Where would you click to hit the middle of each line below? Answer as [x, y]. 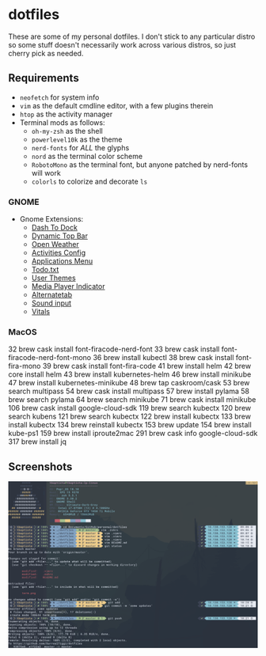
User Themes [54, 278]
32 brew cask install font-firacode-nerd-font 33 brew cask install [114, 349]
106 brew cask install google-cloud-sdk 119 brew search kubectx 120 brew [130, 408]
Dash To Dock [54, 228]
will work [46, 173]
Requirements [44, 78]
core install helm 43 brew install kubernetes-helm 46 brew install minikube [130, 374]
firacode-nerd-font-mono [50, 358]
